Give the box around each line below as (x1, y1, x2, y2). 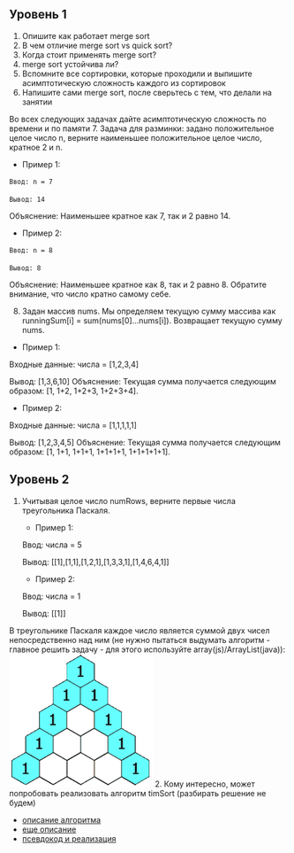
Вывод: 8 (9, 263, 41, 273)
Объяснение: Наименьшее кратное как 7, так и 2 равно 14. (9, 210, 231, 221)
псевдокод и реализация (21, 833, 117, 844)
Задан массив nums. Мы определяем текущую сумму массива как (21, 306, 276, 316)
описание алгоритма (21, 814, 102, 825)
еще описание (21, 824, 77, 834)
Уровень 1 (9, 7, 67, 22)
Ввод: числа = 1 (21, 591, 81, 601)
